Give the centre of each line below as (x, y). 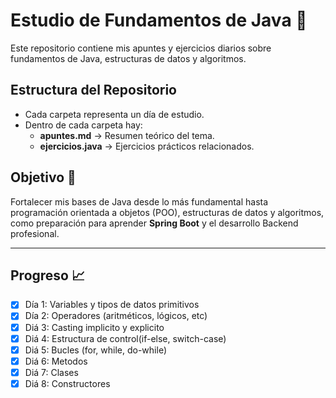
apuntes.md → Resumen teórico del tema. (127, 135)
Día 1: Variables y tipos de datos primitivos (112, 305)
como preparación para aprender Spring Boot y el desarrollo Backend (154, 223)
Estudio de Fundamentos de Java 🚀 (159, 20)
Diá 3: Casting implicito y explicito (94, 327)
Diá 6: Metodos (56, 361)
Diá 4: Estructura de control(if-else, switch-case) (125, 338)
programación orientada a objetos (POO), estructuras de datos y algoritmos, (167, 212)
